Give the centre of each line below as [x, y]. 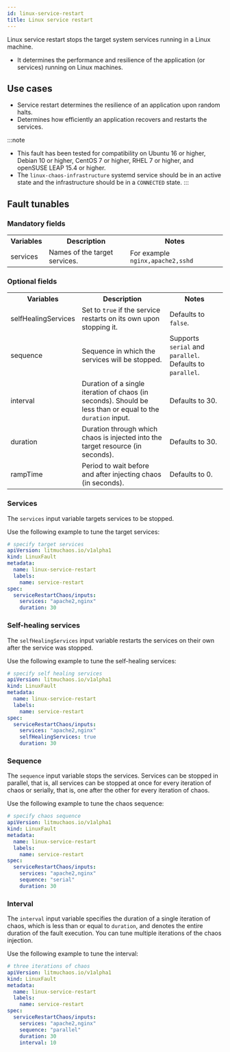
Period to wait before [115, 466]
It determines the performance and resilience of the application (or [111, 60]
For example [150, 253]
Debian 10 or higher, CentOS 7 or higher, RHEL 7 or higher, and [105, 161]
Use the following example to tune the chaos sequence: [86, 804]
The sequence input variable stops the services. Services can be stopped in [113, 776]
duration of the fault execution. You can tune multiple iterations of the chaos [114, 933]
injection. [20, 940]
